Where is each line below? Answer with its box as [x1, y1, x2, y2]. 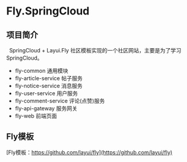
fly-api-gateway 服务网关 [14, 105, 78, 112]
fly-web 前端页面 [14, 113, 57, 119]
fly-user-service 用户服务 [14, 90, 78, 97]
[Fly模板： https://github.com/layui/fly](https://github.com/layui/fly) [6, 149, 173, 156]
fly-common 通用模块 [14, 67, 68, 74]
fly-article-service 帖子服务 [14, 75, 83, 82]
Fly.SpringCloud [6, 4, 90, 18]
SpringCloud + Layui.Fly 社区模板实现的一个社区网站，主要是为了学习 [8, 47, 182, 54]
